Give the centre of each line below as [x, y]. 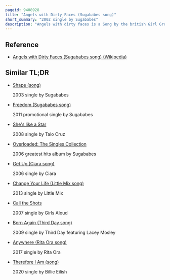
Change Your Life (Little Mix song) [48, 183]
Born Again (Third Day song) [42, 222]
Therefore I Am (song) [36, 262]
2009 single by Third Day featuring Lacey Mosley [64, 232]
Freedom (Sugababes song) [42, 104]
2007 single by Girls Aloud [40, 213]
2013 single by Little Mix [38, 193]
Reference [22, 44]
